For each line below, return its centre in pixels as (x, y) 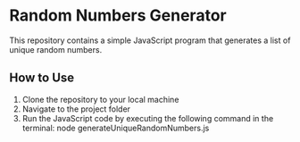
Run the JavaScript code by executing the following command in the (148, 118)
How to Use (42, 78)
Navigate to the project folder (76, 109)
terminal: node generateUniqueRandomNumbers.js (116, 128)
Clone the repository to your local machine (100, 99)
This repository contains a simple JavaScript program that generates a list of (150, 40)
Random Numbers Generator (118, 16)
